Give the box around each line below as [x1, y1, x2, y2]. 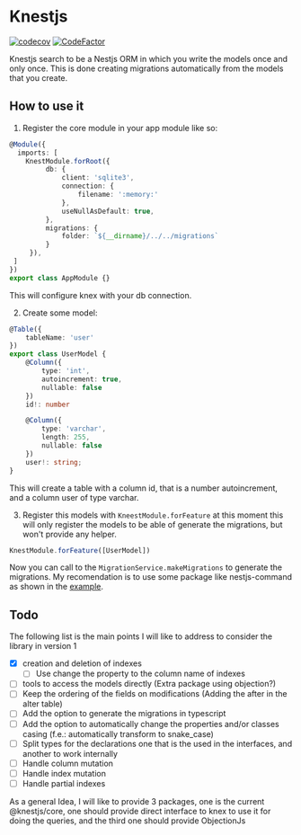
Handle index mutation [22, 768, 106, 778]
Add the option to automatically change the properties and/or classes [22, 718, 280, 729]
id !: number [25, 400, 70, 409]
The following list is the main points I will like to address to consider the [9, 631, 273, 642]
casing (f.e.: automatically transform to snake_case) [22, 728, 214, 739]
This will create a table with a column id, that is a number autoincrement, [9, 483, 279, 493]
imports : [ [17, 148, 58, 157]
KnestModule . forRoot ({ [25, 156, 111, 165]
